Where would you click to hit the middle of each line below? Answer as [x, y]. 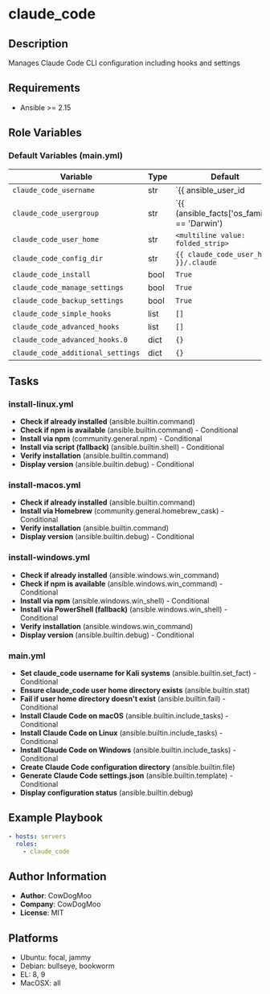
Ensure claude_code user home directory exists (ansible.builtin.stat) [135, 690]
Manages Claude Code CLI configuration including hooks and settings [125, 63]
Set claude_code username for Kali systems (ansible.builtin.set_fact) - [138, 673]
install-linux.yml [41, 404]
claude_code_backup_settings [68, 301]
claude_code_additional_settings [76, 353]
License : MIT [42, 913]
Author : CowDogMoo [56, 896]
